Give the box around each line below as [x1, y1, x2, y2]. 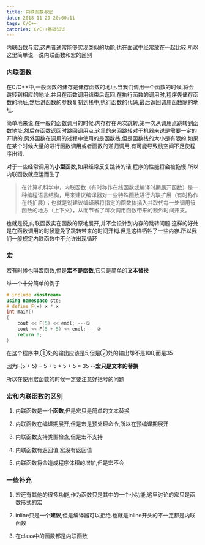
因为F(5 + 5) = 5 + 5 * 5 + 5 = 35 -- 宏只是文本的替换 [6, 362, 139, 369]
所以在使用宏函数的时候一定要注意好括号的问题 [6, 375, 124, 383]
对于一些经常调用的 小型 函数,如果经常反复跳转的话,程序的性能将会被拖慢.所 [6, 163, 194, 170]
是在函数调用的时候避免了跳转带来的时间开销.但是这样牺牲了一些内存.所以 [6, 227, 192, 235]
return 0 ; [17, 331, 43, 337]
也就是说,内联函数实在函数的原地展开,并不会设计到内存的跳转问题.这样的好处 [6, 219, 199, 227]
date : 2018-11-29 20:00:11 [6, 15, 75, 21]
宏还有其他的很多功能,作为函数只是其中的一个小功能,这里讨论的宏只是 [15, 491, 190, 498]
